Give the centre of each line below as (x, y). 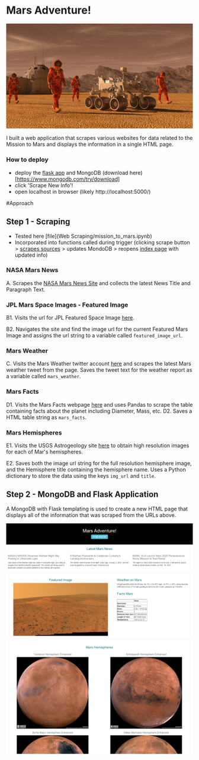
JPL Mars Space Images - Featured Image (67, 305)
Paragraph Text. (26, 289)
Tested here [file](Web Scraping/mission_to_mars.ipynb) (83, 236)
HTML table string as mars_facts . (46, 417)
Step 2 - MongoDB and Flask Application (82, 495)
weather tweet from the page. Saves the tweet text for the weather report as (99, 370)
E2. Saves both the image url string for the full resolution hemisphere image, (99, 464)
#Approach (20, 203)
